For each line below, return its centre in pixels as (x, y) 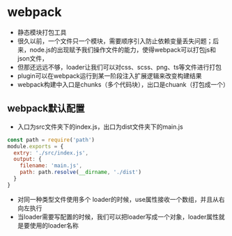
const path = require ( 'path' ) (51, 140)
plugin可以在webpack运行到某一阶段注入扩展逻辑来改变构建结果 (109, 76)
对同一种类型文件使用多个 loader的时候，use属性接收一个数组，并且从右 (121, 199)
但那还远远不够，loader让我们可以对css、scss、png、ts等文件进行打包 (119, 67)
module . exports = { (36, 146)
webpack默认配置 (46, 109)
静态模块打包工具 (42, 32)
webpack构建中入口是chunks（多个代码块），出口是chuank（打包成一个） (123, 84)
